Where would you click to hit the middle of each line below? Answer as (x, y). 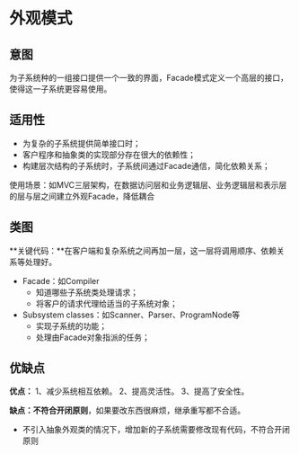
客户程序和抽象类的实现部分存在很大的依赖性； (109, 155)
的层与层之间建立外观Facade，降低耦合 (82, 196)
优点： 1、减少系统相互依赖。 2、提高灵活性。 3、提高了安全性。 (129, 391)
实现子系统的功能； (71, 325)
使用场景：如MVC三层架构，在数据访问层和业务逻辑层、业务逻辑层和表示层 (148, 184)
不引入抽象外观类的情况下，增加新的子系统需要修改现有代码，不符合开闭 (156, 430)
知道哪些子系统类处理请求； (87, 292)
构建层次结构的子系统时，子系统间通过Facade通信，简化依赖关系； (146, 165)
